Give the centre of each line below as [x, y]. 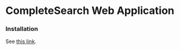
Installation [22, 29]
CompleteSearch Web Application [90, 11]
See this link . [21, 41]
